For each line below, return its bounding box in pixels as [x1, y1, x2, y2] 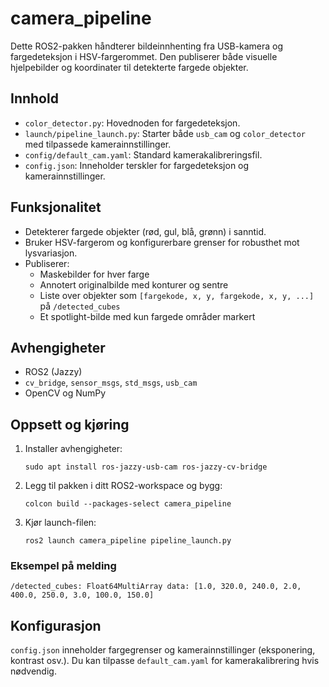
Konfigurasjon [10, 617, 102, 634]
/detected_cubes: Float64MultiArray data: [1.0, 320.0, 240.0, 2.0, [10, 582, 302, 592]
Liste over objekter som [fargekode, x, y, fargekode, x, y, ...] [39, 289, 315, 301]
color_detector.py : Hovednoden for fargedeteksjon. [24, 117, 241, 129]
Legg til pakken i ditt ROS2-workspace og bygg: [24, 480, 223, 492]
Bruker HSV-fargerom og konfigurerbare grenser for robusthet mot [24, 236, 300, 248]
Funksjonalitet [10, 199, 102, 216]
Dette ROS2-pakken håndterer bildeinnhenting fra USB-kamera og [10, 40, 284, 52]
